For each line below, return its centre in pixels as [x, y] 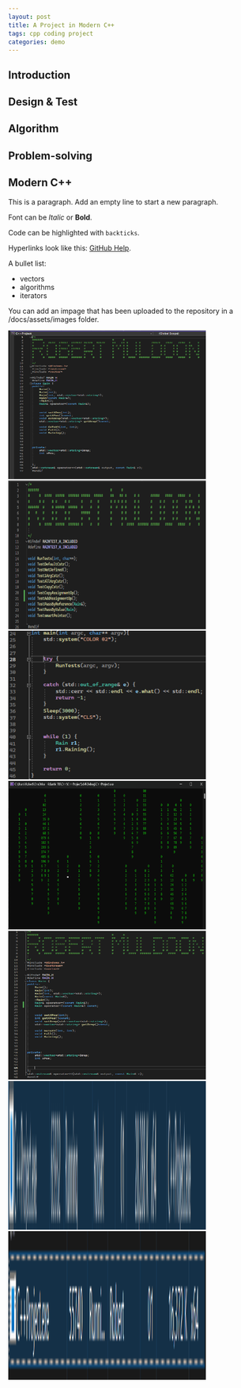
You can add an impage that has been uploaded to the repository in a [121, 311]
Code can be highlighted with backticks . [74, 232]
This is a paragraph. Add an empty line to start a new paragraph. [113, 201]
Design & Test [43, 102]
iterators [33, 295]
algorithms [37, 287]
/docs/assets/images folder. [54, 319]
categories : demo [37, 42]
